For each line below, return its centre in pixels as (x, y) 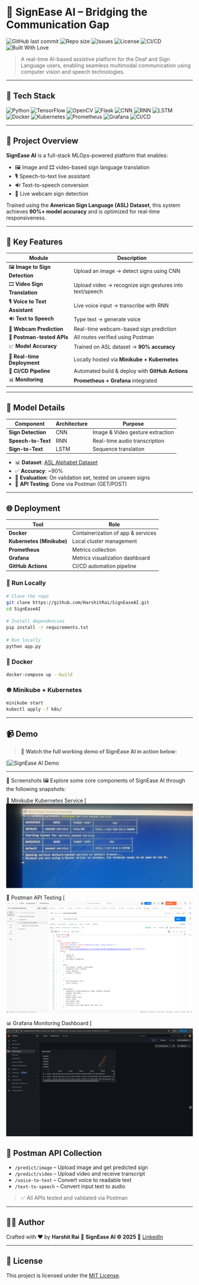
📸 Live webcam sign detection (52, 193)
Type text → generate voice (107, 319)
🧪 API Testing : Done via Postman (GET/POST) (71, 484)
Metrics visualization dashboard (111, 558)
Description (132, 257)
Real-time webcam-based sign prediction (125, 329)
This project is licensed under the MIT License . (63, 1275)
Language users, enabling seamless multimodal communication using (106, 65)
